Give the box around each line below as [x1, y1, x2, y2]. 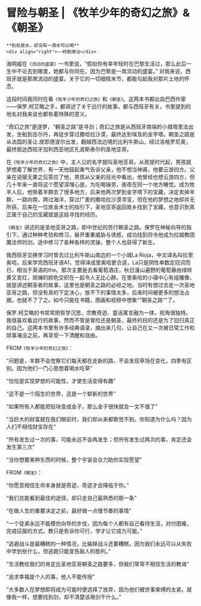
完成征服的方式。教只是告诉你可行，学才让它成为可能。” [6, 527, 142, 535]
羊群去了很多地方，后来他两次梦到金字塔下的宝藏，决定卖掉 [42, 188, 190, 196]
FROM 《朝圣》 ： [6, 469, 43, 476]
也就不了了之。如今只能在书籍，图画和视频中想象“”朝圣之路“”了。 [16, 296, 178, 304]
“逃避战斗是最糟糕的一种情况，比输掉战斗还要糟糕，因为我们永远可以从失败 [6, 540, 193, 547]
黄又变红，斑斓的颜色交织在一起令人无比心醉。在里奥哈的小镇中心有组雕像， [6, 274, 195, 281]
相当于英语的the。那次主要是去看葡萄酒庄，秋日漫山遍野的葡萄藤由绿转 [16, 266, 193, 274]
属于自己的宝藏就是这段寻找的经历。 [11, 211, 100, 218]
